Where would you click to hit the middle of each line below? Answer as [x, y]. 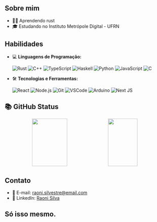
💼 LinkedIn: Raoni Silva [36, 198]
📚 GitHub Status [32, 107]
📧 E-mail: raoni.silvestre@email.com [50, 193]
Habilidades [24, 44]
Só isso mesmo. [30, 214]
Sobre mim [22, 8]
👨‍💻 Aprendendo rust [33, 20]
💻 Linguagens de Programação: [47, 57]
